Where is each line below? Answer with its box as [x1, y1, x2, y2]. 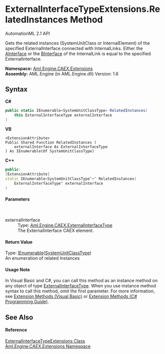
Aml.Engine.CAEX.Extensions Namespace [5, 343, 91, 349]
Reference [5, 327, 27, 333]
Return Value [5, 239, 33, 245]
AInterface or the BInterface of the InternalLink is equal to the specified [5, 51, 151, 57]
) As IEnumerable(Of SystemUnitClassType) [5, 149, 94, 154]
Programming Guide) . [5, 299, 49, 305]
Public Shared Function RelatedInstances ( [5, 140, 97, 145]
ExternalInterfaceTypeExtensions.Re [5, 3, 161, 15]
